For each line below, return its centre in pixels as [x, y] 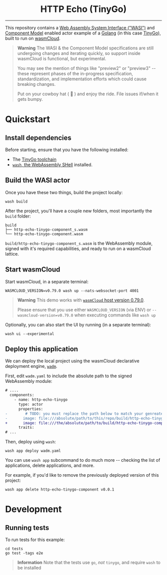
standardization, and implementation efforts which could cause [82, 79]
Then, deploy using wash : [31, 442]
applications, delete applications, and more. [50, 466]
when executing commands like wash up [115, 315]
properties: [31, 409]
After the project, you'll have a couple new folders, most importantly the [79, 211]
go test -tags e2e [24, 553]
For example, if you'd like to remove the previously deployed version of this [82, 475]
